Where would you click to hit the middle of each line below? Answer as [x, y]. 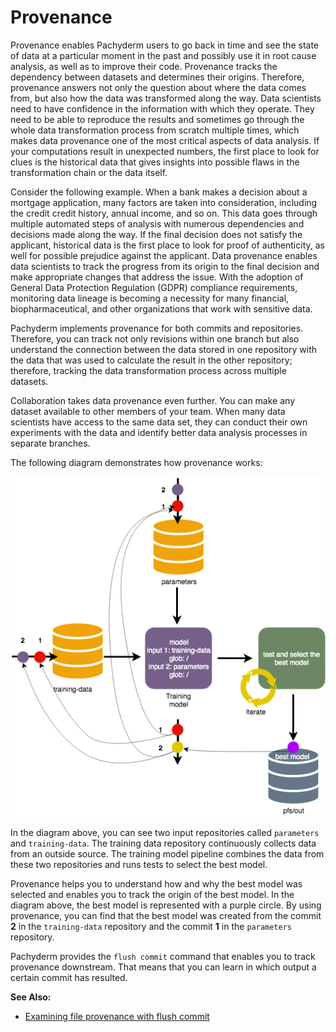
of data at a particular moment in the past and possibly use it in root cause [163, 55]
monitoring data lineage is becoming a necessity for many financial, [150, 298]
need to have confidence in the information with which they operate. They [162, 108]
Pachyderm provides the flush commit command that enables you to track [163, 956]
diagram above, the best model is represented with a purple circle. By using [166, 905]
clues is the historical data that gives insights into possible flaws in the [155, 162]
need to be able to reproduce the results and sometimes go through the [157, 119]
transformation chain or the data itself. [89, 172]
